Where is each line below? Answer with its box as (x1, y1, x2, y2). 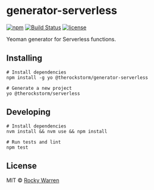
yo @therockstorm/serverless (6, 90, 80, 97)
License (6, 160, 37, 171)
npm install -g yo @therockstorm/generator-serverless (6, 74, 149, 81)
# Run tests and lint (6, 139, 61, 145)
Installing (6, 53, 43, 64)
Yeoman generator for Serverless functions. (6, 35, 116, 42)
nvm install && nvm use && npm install (6, 128, 108, 134)
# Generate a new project (6, 85, 72, 91)
